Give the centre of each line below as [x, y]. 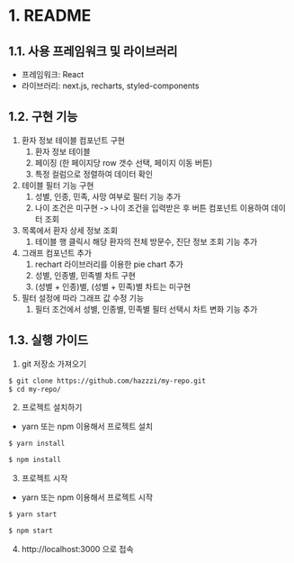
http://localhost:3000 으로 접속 [77, 549]
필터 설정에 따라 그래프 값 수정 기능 [83, 297]
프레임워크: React [53, 74]
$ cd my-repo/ [35, 389]
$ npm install [35, 460]
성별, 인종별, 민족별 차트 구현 [85, 275]
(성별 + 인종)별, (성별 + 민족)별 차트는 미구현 [113, 286]
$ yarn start [33, 514]
